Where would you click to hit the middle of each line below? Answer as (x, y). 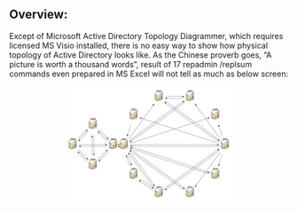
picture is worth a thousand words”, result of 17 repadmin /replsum (131, 64)
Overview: (39, 15)
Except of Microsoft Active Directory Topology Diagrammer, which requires (146, 35)
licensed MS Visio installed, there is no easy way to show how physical (139, 45)
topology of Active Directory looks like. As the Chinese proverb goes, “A (141, 55)
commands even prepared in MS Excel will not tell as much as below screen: (149, 74)
